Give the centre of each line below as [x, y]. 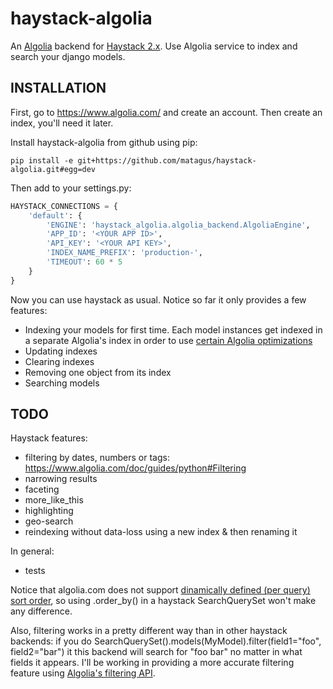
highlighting [49, 511]
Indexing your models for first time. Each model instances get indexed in [173, 329]
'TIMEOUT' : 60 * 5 [84, 262]
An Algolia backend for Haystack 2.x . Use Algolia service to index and [154, 46]
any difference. [41, 611]
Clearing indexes [59, 361]
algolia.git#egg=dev [53, 169]
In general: [32, 551]
